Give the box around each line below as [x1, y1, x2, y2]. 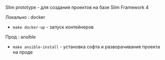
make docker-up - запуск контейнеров [12, 24, 94, 30]
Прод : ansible [5, 34, 36, 40]
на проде [12, 49, 33, 55]
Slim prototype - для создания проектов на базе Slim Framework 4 [5, 5, 149, 10]
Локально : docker [5, 14, 45, 20]
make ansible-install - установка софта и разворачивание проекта [12, 44, 160, 50]
